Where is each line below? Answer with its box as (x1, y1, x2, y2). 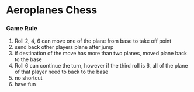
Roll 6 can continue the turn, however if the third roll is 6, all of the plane (14, 62, 188, 69)
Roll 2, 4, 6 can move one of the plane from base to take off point (14, 37, 172, 44)
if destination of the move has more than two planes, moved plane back (14, 50, 187, 57)
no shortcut (14, 75, 43, 82)
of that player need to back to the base (14, 68, 109, 76)
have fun (14, 81, 36, 88)
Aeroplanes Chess (6, 3, 98, 17)
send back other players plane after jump (14, 44, 114, 51)
